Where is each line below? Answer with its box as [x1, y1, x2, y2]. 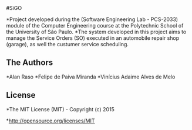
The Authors [6, 57, 53, 68]
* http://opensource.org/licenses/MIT [6, 117, 95, 124]
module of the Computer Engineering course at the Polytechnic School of [6, 22, 184, 29]
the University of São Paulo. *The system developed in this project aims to [6, 28, 187, 35]
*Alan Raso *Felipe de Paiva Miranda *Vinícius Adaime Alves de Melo [6, 73, 176, 80]
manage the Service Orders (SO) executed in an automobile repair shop [6, 35, 180, 42]
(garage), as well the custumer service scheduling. [6, 41, 129, 47]
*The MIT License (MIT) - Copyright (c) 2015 [6, 105, 114, 112]
